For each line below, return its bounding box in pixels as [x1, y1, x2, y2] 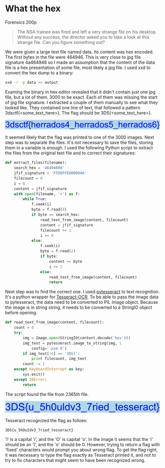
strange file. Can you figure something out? [17, 39, 105, 45]
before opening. [5, 310, 38, 316]
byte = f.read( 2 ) [40, 249, 76, 254]
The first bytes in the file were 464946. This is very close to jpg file [5, 54, 141, 60]
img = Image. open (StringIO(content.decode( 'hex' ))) [23, 335, 131, 340]
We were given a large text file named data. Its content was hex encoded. [5, 49, 154, 55]
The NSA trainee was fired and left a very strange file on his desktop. [17, 29, 157, 35]
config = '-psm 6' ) [31, 346, 67, 351]
